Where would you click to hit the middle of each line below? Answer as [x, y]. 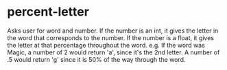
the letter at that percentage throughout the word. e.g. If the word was [106, 45]
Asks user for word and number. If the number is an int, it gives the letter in [113, 31]
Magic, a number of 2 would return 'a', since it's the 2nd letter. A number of [113, 52]
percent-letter [48, 12]
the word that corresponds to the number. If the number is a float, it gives [111, 37]
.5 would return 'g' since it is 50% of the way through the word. [96, 59]
